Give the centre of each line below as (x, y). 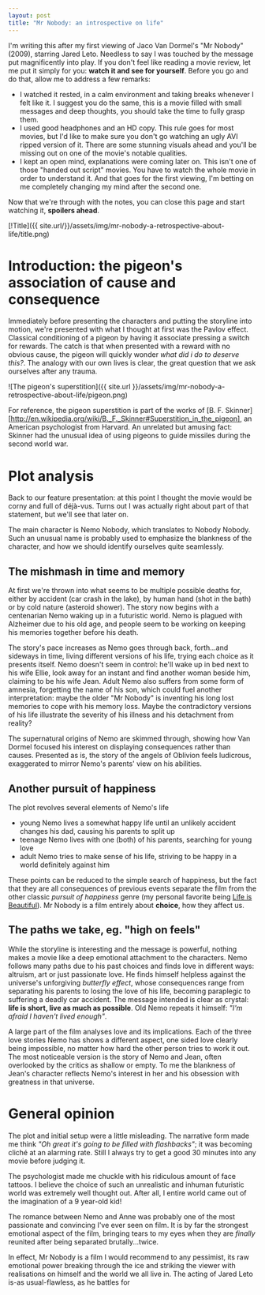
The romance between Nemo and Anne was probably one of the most (121, 1216)
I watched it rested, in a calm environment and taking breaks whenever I (136, 94)
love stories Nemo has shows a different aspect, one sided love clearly (123, 1040)
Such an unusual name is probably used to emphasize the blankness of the (130, 539)
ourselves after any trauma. (53, 371)
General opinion (62, 1113)
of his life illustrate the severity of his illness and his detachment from (121, 715)
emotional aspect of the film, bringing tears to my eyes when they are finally (132, 1233)
